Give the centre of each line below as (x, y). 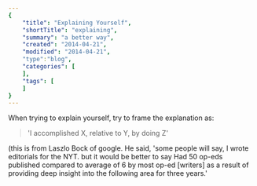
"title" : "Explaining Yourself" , (77, 23)
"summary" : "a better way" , (68, 37)
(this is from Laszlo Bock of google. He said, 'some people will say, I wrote (128, 148)
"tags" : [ (39, 81)
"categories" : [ (49, 67)
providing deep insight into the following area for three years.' (108, 173)
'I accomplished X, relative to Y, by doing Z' (98, 133)
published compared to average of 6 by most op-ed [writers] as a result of (128, 165)
